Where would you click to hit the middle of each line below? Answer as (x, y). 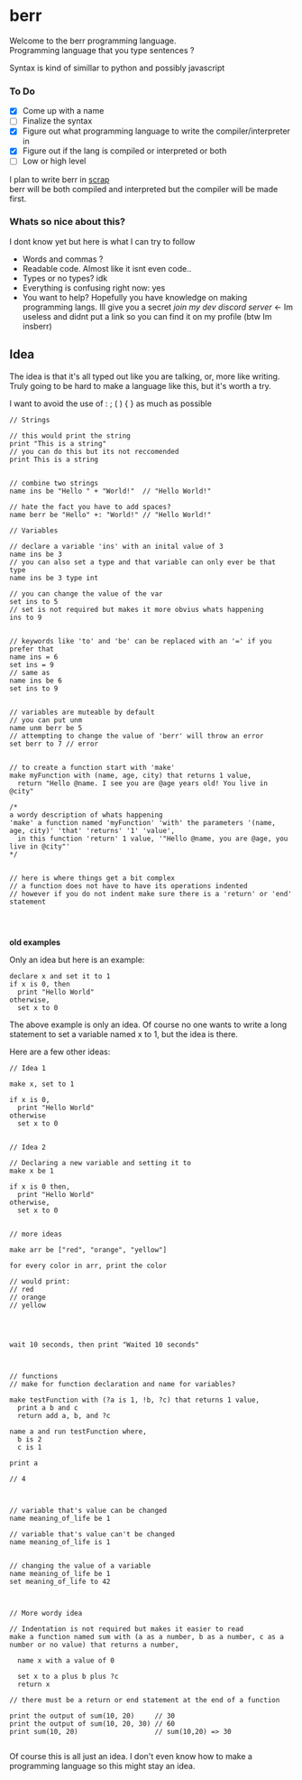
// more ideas (36, 1234)
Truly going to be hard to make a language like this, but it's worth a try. (141, 385)
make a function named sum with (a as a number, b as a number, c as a (146, 1636)
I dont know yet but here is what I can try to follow (102, 241)
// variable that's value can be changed (88, 1510)
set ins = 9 (32, 664)
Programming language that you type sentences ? (102, 50)
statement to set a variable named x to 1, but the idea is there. (124, 1034)
